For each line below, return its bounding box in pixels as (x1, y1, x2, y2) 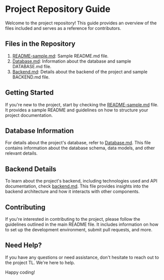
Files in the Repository (5, 40, 76, 48)
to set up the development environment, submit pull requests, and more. (5, 227, 153, 232)
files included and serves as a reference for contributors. (5, 25, 121, 31)
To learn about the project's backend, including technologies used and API (5, 178, 158, 184)
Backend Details (5, 165, 56, 173)
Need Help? (5, 241, 42, 250)
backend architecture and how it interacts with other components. (5, 188, 140, 194)
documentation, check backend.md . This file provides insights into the (5, 183, 149, 189)
